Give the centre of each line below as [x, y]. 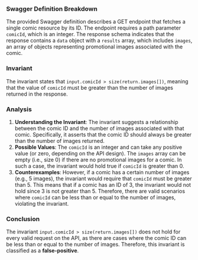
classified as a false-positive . [43, 251]
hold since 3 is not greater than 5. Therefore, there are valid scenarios [100, 191]
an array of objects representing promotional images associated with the [95, 47]
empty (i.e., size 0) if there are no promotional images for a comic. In [98, 160]
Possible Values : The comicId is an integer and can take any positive [98, 147]
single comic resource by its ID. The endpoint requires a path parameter [94, 28]
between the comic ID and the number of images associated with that [99, 128]
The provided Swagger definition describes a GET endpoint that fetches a [96, 22]
